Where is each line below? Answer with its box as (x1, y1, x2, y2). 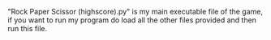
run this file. (7, 24, 48, 33)
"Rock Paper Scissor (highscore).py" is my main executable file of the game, (7, 7, 264, 16)
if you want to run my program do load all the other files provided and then (7, 15, 257, 25)
